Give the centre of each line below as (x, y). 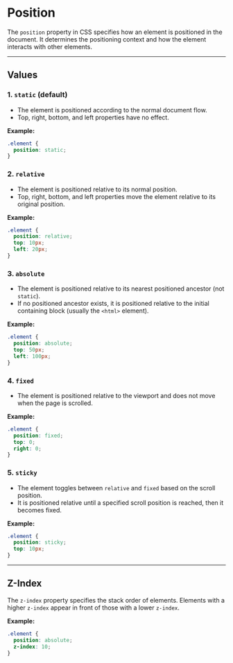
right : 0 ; (27, 449)
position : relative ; (43, 236)
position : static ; (40, 150)
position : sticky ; (40, 542)
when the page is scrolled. (55, 403)
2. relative (26, 174)
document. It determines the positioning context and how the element (107, 39)
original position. (41, 204)
